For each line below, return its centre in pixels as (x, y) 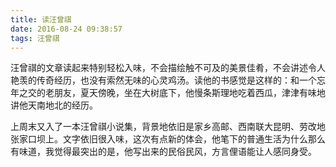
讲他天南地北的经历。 (54, 105)
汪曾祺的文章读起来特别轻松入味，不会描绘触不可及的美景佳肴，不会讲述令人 (168, 68)
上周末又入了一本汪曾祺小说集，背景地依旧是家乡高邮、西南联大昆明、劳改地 (168, 127)
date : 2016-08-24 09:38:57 (66, 29)
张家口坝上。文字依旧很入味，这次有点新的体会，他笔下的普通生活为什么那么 (168, 139)
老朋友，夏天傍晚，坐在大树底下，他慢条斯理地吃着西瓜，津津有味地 (185, 93)
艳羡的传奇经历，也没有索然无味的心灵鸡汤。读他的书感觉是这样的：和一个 (163, 80)
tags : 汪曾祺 (35, 38)
